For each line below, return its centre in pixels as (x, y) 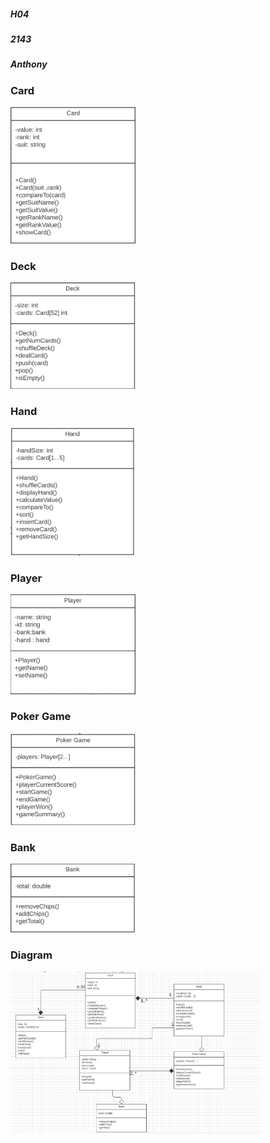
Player (26, 578)
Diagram (31, 955)
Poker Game (41, 717)
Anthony (29, 64)
